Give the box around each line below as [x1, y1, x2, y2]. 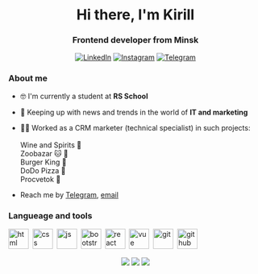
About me [8, 73, 48, 84]
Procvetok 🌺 [19, 174, 61, 184]
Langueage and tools [8, 210, 93, 221]
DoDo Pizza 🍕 [19, 165, 66, 175]
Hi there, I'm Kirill [76, 6, 195, 24]
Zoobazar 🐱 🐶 [19, 148, 69, 158]
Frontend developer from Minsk [72, 35, 199, 46]
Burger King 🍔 [19, 157, 67, 167]
